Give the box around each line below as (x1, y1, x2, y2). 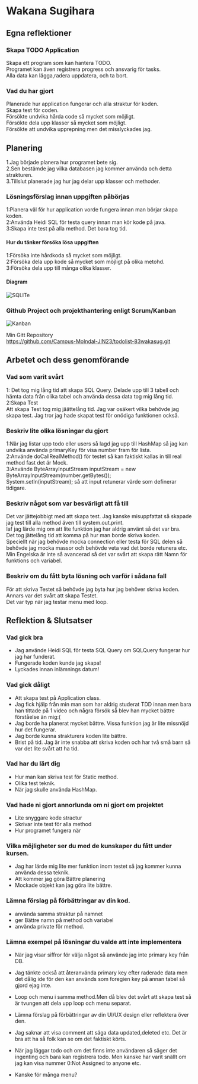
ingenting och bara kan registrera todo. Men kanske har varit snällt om (14, 1053, 187, 1061)
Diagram (6, 278, 28, 285)
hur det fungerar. (14, 725, 56, 733)
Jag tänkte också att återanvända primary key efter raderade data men (14, 969, 188, 976)
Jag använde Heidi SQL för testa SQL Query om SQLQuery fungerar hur (14, 647, 190, 654)
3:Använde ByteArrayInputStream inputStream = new (6, 465, 136, 472)
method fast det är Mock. (6, 459, 68, 466)
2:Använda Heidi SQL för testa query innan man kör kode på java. (6, 219, 166, 226)
